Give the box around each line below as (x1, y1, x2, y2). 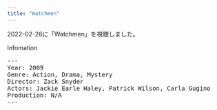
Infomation (7, 43, 38, 52)
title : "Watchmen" (7, 10, 60, 17)
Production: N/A (7, 91, 62, 99)
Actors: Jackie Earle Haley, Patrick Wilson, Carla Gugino (7, 84, 211, 92)
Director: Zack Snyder (7, 77, 84, 85)
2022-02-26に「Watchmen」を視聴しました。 (7, 30, 139, 38)
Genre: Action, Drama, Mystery (7, 70, 113, 78)
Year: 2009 (7, 63, 44, 71)
